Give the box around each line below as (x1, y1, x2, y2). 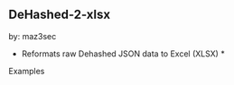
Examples (8, 65, 45, 76)
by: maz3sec (8, 30, 57, 41)
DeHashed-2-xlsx (8, 7, 110, 22)
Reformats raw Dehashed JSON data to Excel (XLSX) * (21, 48, 225, 59)
